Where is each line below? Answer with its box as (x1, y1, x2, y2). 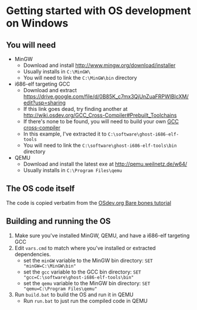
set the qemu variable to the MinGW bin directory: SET (23, 279, 151, 287)
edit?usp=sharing (23, 99, 66, 106)
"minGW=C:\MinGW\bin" (23, 263, 76, 269)
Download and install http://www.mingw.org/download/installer (23, 62, 176, 69)
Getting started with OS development (6, 4, 191, 18)
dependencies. (14, 251, 51, 258)
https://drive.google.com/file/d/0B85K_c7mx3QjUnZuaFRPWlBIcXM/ (23, 93, 189, 100)
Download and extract (23, 87, 77, 93)
